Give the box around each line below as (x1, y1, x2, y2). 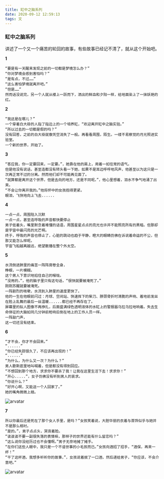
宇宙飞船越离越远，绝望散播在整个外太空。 (5, 243, 78, 249)
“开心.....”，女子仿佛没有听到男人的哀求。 (5, 374, 83, 379)
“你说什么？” (5, 379, 28, 384)
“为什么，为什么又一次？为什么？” (5, 358, 65, 363)
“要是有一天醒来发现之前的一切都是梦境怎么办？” (5, 66, 90, 71)
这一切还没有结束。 (5, 320, 38, 325)
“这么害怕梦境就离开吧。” (5, 82, 48, 87)
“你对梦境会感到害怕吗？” (5, 71, 50, 76)
